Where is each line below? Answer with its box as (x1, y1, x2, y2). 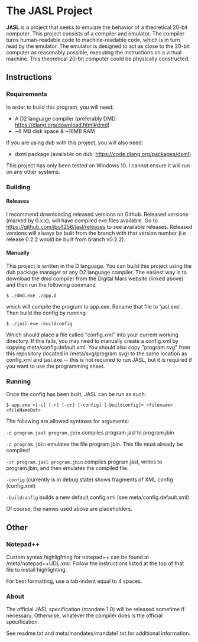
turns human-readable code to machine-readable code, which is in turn (6, 36, 180, 43)
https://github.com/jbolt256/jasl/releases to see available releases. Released (6, 223, 193, 230)
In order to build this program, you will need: (6, 103, 114, 111)
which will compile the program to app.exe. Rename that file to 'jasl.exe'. (6, 303, 182, 310)
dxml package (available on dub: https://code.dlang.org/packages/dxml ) (14, 150, 191, 157)
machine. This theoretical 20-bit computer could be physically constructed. (6, 55, 190, 62)
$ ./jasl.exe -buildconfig (6, 320, 73, 326)
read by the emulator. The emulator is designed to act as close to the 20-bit (6, 43, 190, 50)
